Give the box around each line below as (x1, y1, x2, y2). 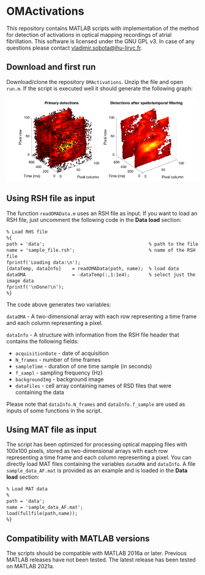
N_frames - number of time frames (15, 356, 101, 363)
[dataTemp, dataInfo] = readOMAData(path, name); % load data (6, 265, 179, 272)
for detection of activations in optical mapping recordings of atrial (6, 31, 172, 38)
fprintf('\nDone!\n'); (6, 284, 64, 290)
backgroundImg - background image (15, 375, 104, 383)
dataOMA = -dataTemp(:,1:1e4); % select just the (6, 272, 196, 278)
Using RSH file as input (6, 193, 95, 204)
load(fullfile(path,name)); (6, 511, 78, 517)
